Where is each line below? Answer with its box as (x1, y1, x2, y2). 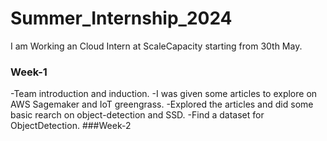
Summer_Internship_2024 (10, 7, 233, 30)
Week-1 (10, 65, 48, 79)
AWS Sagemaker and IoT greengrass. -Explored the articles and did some (10, 98, 314, 111)
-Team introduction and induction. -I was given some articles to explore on (10, 88, 318, 100)
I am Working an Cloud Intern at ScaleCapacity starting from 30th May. (10, 40, 303, 52)
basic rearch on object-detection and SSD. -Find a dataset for (10, 109, 265, 121)
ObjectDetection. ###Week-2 (10, 120, 132, 132)
